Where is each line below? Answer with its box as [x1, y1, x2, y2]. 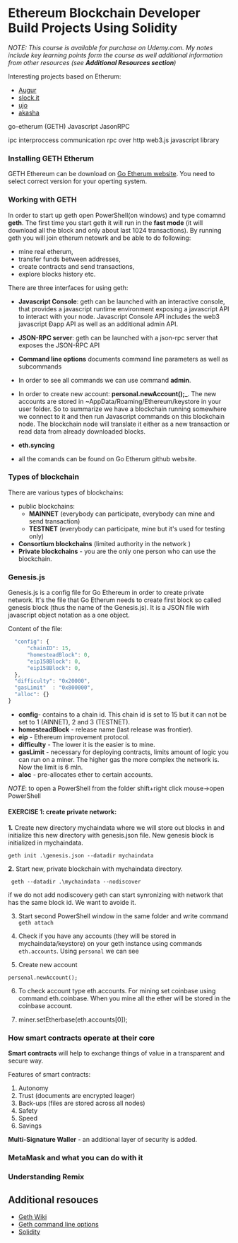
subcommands [18, 362, 62, 371]
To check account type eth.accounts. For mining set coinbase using [18, 987, 216, 995]
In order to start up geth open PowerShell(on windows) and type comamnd [8, 211, 226, 219]
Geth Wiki [18, 1213, 47, 1221]
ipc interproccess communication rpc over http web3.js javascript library [8, 136, 220, 144]
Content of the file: [8, 625, 63, 633]
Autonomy [18, 1084, 49, 1092]
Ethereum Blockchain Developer [8, 5, 201, 21]
